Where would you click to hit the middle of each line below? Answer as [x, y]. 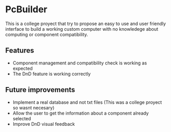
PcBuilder [26, 9]
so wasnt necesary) [33, 107]
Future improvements [40, 90]
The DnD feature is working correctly [52, 74]
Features [20, 50]
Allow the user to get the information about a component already [81, 113]
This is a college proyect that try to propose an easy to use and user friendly [86, 24]
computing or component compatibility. [47, 34]
